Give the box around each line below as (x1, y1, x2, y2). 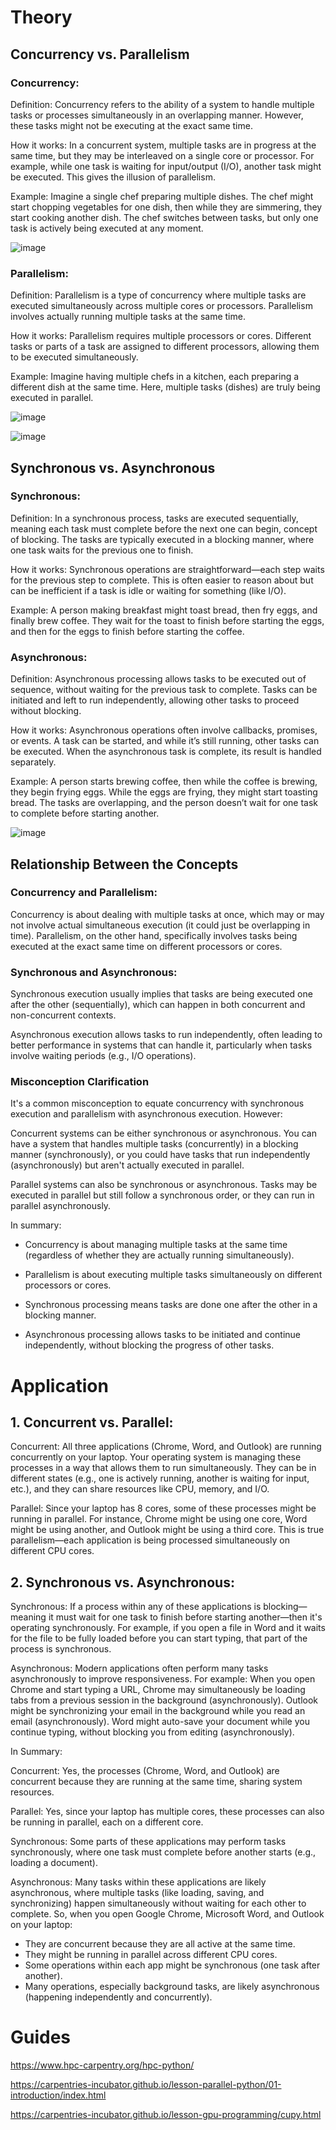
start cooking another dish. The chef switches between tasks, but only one (10, 211, 319, 223)
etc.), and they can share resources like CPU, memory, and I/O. (10, 1483, 270, 1495)
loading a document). (10, 1857, 98, 1869)
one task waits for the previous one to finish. (10, 544, 194, 556)
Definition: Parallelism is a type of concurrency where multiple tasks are (10, 289, 307, 301)
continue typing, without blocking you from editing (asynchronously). (10, 1726, 295, 1738)
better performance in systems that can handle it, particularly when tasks (10, 1039, 313, 1051)
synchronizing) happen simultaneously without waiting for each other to (10, 1897, 307, 1910)
